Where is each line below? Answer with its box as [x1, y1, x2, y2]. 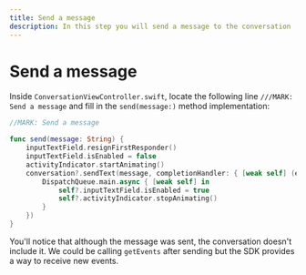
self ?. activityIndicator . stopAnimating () [57, 194, 219, 203]
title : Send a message [9, 13, 96, 23]
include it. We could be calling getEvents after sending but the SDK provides [9, 245, 295, 256]
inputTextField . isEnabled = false [25, 152, 157, 161]
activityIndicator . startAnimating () [25, 160, 166, 169]
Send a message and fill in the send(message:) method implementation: [9, 101, 270, 112]
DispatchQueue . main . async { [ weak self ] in [42, 177, 209, 187]
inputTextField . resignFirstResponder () [25, 143, 178, 153]
